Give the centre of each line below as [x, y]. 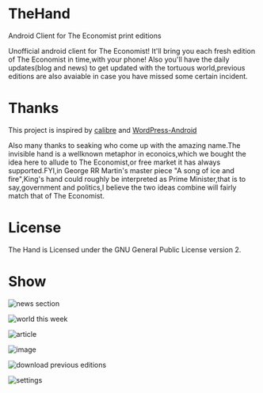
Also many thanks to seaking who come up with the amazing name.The [124, 145]
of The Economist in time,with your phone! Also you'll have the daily [119, 59]
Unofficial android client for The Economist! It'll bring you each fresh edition [132, 51]
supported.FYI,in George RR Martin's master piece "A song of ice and [122, 170]
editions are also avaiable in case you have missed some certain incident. [128, 76]
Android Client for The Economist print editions [85, 36]
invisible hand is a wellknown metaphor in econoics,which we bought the [128, 153]
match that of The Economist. [57, 195]
